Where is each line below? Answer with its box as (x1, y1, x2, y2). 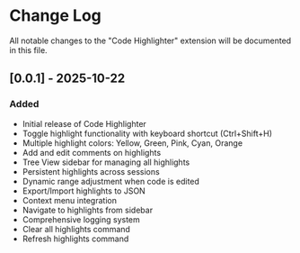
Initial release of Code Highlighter (22, 118, 146, 129)
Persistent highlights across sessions (22, 166, 160, 176)
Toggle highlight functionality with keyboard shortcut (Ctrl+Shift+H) (22, 128, 272, 139)
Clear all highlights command (22, 223, 130, 234)
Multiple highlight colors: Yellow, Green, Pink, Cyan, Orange (22, 137, 243, 149)
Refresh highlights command (22, 233, 129, 244)
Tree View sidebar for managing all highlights (22, 157, 190, 167)
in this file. (9, 44, 48, 55)
